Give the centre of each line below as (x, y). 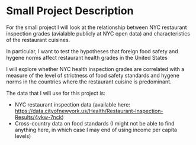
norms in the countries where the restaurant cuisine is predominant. (89, 82)
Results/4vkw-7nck (38, 117)
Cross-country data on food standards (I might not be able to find (94, 123)
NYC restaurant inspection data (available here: (72, 104)
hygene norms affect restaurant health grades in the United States (87, 57)
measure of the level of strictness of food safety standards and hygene (93, 75)
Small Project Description (70, 11)
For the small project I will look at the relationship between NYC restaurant (97, 27)
